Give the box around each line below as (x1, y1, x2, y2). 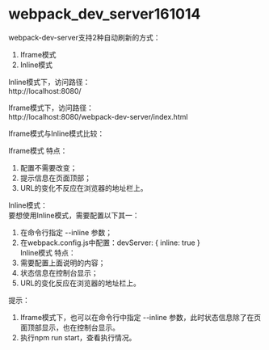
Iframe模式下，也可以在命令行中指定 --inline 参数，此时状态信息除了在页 (19, 312, 261, 322)
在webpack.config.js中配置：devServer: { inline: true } (19, 238, 200, 247)
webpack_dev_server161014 (8, 5, 201, 23)
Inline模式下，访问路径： (8, 77, 90, 86)
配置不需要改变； (19, 162, 78, 172)
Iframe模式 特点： (8, 145, 68, 155)
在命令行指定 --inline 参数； (19, 227, 113, 237)
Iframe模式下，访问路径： (8, 103, 95, 112)
